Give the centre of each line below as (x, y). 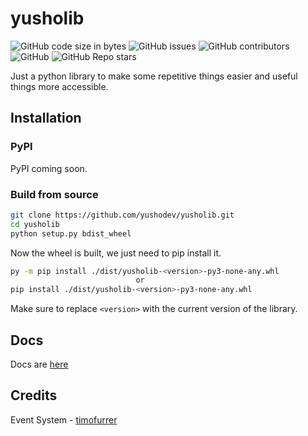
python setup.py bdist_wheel (71, 233)
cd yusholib (35, 224)
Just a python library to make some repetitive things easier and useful (154, 76)
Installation (46, 118)
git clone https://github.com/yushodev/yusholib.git (122, 215)
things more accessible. (59, 86)
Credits (34, 395)
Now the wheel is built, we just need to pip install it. (116, 253)
